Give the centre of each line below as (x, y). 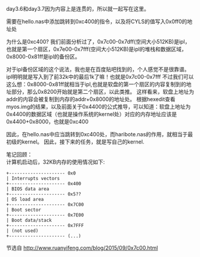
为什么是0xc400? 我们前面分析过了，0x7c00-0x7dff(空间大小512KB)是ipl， (98, 42)
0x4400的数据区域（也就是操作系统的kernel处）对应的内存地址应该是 (92, 114)
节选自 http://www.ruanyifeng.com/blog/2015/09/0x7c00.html (82, 248)
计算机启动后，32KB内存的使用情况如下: (56, 162)
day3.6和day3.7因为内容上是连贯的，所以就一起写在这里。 (78, 9)
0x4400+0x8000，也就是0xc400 (47, 122)
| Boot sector (24, 210)
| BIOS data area (28, 189)
